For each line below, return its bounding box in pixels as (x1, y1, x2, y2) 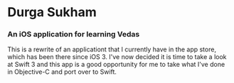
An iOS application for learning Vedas (7, 30, 140, 39)
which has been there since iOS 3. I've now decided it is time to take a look (7, 53, 227, 61)
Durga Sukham (7, 4, 97, 20)
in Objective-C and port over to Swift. (7, 68, 117, 76)
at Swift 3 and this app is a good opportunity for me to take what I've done (7, 60, 225, 69)
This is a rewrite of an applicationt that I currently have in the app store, (7, 45, 217, 53)
